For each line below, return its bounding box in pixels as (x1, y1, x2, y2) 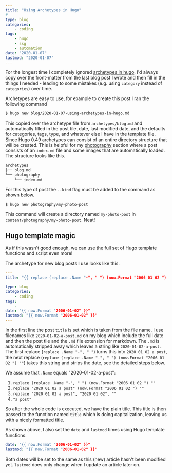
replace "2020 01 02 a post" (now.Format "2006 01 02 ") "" (12, 386, 144, 391)
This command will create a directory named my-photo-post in (5, 211, 136, 217)
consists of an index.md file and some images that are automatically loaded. (5, 147, 165, 154)
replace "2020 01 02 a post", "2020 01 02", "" (12, 391, 117, 397)
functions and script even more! (5, 250, 73, 257)
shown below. (5, 192, 35, 198)
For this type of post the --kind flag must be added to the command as (5, 186, 156, 192)
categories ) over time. (5, 86, 53, 92)
